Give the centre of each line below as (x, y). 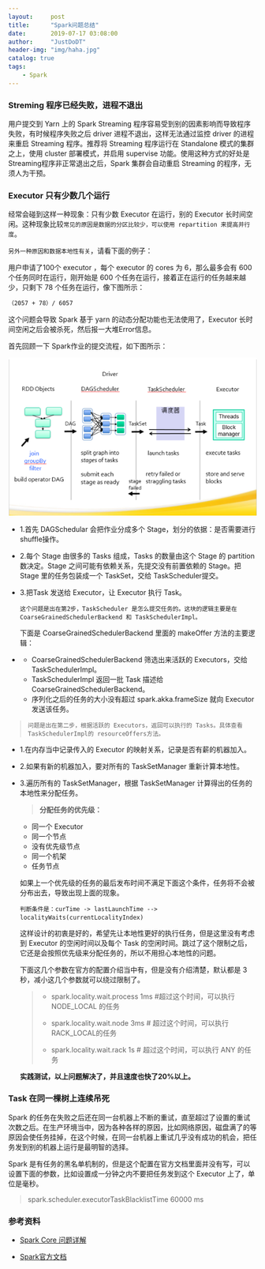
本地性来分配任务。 (51, 793)
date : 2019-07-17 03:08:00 (63, 33)
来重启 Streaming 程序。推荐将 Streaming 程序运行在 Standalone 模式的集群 (131, 144)
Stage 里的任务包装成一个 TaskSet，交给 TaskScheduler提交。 (121, 575)
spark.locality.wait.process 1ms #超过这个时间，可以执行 (143, 996)
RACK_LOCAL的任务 (84, 1033)
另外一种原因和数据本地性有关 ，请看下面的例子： (80, 251)
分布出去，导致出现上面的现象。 (71, 892)
